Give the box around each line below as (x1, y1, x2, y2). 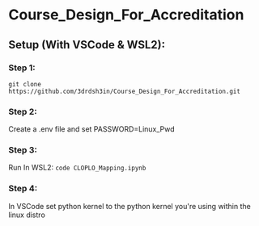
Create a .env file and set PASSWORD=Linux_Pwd (8, 124, 176, 134)
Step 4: (8, 183, 38, 195)
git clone (8, 80, 42, 88)
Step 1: (8, 62, 36, 73)
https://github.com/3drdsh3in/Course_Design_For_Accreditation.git (8, 87, 241, 95)
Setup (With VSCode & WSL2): (8, 38, 166, 52)
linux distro (8, 210, 46, 220)
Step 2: (8, 106, 38, 117)
